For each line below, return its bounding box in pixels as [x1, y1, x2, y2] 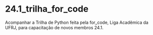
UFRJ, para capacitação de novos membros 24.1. [5, 24, 104, 30]
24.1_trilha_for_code [5, 3, 89, 15]
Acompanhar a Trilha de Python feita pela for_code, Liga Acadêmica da [5, 19, 149, 25]
